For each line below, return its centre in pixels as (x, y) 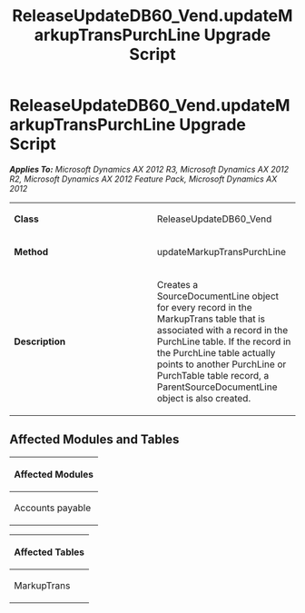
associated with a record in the (223, 330)
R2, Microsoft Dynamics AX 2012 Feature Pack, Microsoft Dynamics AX (143, 179)
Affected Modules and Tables (94, 440)
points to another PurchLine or (222, 364)
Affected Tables (49, 552)
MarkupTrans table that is (212, 319)
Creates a (178, 284)
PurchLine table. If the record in (224, 341)
